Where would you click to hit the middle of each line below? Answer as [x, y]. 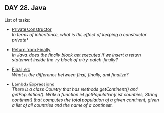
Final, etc [21, 69]
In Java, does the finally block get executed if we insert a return [76, 55]
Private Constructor [32, 29]
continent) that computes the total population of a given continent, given [85, 100]
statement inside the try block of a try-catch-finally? [65, 60]
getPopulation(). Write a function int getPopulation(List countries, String [84, 94]
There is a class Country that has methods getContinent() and [75, 89]
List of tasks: [17, 20]
